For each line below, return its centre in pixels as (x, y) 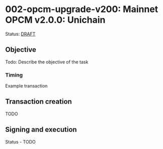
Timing (14, 75)
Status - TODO (21, 141)
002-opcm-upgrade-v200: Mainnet (82, 9)
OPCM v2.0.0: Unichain (55, 20)
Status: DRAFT (20, 34)
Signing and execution (41, 130)
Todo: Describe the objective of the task (47, 62)
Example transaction (26, 86)
